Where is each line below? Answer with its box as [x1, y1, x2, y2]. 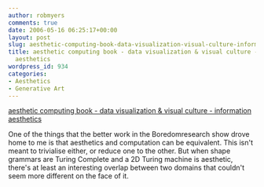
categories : [8, 70, 47, 78]
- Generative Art [8, 84, 65, 93]
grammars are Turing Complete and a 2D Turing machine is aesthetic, [8, 155, 233, 164]
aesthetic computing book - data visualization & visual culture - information [8, 106, 251, 115]
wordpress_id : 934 [8, 63, 68, 71]
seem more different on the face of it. [8, 171, 130, 181]
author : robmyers [8, 11, 65, 20]
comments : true [8, 19, 58, 27]
